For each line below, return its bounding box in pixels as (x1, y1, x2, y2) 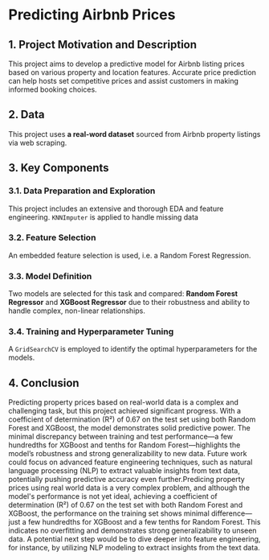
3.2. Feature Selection (8, 232, 96, 243)
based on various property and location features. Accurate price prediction (8, 68, 257, 77)
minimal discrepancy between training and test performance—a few (8, 432, 234, 442)
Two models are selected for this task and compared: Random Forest (8, 289, 238, 299)
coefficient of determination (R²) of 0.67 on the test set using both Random (8, 414, 256, 424)
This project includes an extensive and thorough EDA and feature (8, 204, 224, 213)
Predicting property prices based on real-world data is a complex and (8, 397, 239, 407)
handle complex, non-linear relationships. (8, 306, 146, 315)
